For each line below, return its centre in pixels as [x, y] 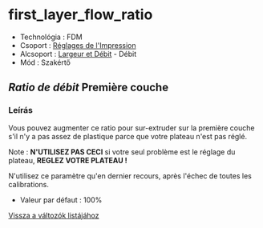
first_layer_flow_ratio [81, 15]
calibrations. [29, 184]
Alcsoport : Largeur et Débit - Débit [78, 54]
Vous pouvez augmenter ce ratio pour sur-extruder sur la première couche [131, 128]
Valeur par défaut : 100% [61, 200]
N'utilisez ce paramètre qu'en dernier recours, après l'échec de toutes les [130, 176]
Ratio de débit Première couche [89, 88]
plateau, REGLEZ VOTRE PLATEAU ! [68, 160]
